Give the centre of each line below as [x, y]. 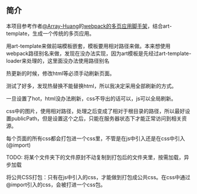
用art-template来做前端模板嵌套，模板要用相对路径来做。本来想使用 [88, 46]
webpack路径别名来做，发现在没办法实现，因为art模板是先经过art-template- [99, 53]
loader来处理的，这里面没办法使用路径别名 [58, 60]
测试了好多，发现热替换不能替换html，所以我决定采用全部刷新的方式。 [91, 86]
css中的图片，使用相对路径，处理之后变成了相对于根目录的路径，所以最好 [96, 111]
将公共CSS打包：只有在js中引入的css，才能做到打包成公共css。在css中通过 [98, 177]
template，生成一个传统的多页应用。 [50, 33]
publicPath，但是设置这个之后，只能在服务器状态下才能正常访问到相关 [96, 118]
